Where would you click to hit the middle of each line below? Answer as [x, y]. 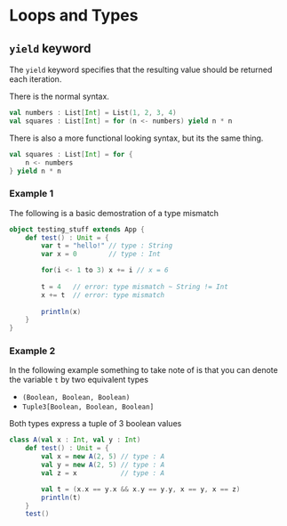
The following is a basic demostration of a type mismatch [114, 213]
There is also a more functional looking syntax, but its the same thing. [136, 138]
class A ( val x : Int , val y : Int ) [75, 440]
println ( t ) [61, 498]
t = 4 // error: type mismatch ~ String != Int [135, 287]
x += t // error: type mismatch [103, 295]
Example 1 [32, 194]
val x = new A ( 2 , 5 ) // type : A [103, 457]
